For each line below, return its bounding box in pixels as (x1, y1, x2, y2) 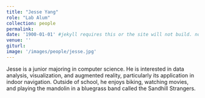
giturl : (6, 43, 26, 49)
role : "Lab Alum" (6, 15, 51, 21)
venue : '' (6, 37, 32, 43)
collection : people (6, 20, 56, 26)
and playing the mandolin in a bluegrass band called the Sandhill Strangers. (6, 85, 196, 92)
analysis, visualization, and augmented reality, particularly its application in (6, 71, 194, 79)
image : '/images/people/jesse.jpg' (6, 49, 97, 55)
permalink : (6, 26, 34, 32)
